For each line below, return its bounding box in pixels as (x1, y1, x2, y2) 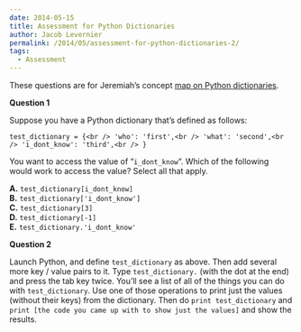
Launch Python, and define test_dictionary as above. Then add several (9, 256, 278, 267)
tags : (9, 47, 30, 56)
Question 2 (9, 239, 52, 249)
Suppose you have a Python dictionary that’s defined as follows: (9, 115, 248, 125)
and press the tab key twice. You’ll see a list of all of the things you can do (9, 276, 286, 286)
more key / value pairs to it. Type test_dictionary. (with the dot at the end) (9, 266, 290, 276)
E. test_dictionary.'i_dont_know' (9, 222, 137, 232)
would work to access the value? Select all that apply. (9, 166, 209, 176)
